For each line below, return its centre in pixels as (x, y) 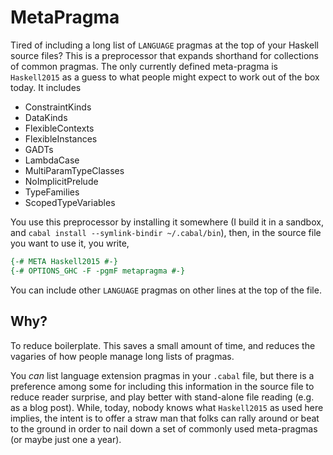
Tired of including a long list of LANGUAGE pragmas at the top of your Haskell (164, 45)
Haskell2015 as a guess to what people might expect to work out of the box (165, 77)
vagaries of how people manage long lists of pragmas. (122, 356)
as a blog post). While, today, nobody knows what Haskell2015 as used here (167, 407)
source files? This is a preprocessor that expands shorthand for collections (164, 55)
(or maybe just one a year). (66, 439)
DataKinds (46, 117)
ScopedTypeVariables (70, 202)
